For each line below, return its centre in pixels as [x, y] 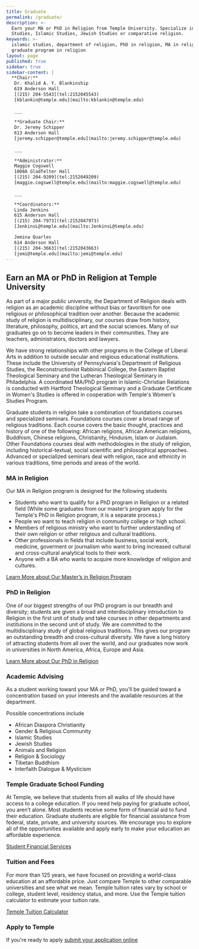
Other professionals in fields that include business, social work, [92, 540]
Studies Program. [27, 401]
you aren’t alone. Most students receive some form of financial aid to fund [97, 810]
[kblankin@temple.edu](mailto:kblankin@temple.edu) [79, 100]
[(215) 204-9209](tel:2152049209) [57, 177]
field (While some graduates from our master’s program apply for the [99, 509]
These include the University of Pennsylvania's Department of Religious [94, 363]
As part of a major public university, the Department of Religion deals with [96, 301]
